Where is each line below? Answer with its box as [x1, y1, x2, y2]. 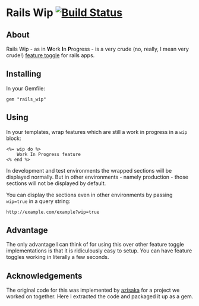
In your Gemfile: [6, 85, 46, 92]
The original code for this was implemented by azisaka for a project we [6, 286, 180, 294]
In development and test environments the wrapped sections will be [6, 167, 172, 174]
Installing [6, 69, 42, 79]
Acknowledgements [6, 271, 83, 281]
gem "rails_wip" [6, 96, 46, 102]
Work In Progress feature [17, 151, 81, 157]
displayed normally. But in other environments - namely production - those [6, 173, 189, 180]
